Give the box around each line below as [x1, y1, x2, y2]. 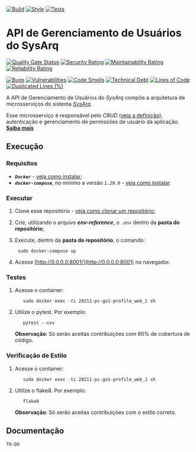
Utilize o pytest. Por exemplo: [14, 309, 87, 316]
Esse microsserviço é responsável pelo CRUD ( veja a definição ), [6, 111, 163, 118]
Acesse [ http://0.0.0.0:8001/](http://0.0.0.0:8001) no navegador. [14, 258, 171, 265]
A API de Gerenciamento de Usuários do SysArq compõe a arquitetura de [6, 94, 185, 101]
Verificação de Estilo [6, 351, 67, 360]
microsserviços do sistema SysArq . [6, 100, 92, 107]
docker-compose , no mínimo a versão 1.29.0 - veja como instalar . [14, 179, 172, 186]
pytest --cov [23, 320, 55, 326]
